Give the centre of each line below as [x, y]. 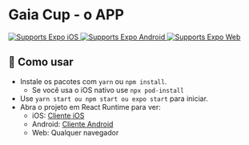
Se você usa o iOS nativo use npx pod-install [108, 90]
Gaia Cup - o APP [66, 15]
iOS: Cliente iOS [58, 115]
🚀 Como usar [41, 62]
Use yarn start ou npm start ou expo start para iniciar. [114, 99]
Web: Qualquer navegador [75, 132]
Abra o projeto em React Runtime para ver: [90, 107]
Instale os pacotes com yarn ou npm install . [93, 81]
